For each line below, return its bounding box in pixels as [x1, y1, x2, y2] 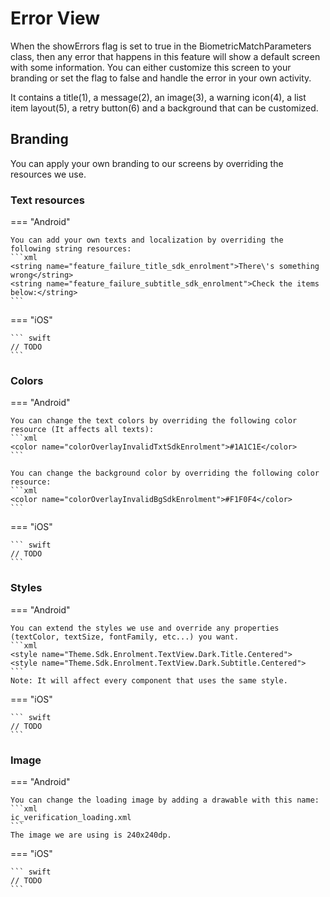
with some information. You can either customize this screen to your [10, 61, 292, 73]
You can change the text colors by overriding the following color [10, 416, 298, 426]
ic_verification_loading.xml [10, 812, 132, 822]
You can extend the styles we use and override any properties [10, 623, 280, 633]
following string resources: [10, 244, 132, 254]
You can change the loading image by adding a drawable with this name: [10, 795, 320, 805]
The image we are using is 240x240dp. [10, 830, 172, 840]
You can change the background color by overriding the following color [10, 468, 320, 479]
